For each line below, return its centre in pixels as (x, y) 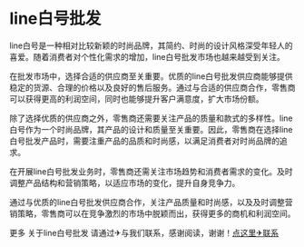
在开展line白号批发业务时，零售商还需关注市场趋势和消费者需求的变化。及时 (151, 171)
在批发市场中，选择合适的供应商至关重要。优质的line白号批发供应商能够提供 (151, 76)
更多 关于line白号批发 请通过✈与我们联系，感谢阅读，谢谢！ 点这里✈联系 (144, 232)
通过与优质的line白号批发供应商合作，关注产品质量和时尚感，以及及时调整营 (151, 202)
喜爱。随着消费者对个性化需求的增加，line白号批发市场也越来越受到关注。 (147, 56)
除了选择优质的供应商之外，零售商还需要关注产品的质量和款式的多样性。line (151, 118)
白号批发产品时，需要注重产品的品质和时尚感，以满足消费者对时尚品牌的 (144, 141)
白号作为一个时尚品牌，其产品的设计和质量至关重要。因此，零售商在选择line (151, 129)
